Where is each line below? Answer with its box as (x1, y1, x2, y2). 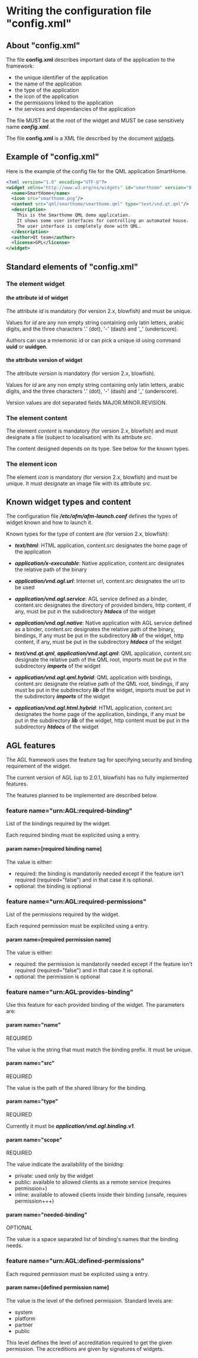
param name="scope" (6, 1136, 63, 1143)
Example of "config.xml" (6, 152, 99, 162)
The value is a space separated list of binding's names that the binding (6, 1236, 178, 1243)
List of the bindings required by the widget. (6, 820, 111, 827)
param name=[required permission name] (6, 936, 111, 943)
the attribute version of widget (6, 357, 83, 364)
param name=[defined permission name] (6, 1284, 109, 1291)
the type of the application (14, 87, 80, 93)
